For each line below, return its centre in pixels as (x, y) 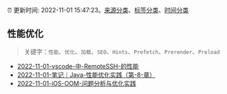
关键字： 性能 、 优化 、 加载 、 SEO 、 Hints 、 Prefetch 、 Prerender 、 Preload (122, 51)
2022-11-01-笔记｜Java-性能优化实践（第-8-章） (86, 75)
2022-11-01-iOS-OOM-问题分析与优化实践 (76, 83)
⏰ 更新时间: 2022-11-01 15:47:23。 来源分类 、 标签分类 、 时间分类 (98, 10)
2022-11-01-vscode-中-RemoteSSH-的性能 (78, 66)
